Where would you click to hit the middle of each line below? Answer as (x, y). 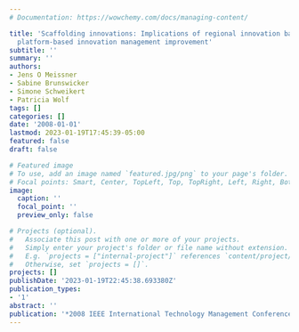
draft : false (33, 150)
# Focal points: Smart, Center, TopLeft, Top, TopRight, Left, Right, (143, 182)
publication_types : (45, 289)
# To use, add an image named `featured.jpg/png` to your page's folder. (149, 174)
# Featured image (41, 166)
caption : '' (40, 198)
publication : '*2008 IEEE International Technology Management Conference (151, 314)
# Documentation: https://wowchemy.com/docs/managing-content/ (129, 17)
